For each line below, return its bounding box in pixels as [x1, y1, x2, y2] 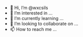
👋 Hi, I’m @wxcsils [10, 5, 48, 10]
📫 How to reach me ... [10, 26, 57, 32]
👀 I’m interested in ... [10, 10, 53, 16]
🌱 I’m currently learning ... [10, 15, 64, 21]
